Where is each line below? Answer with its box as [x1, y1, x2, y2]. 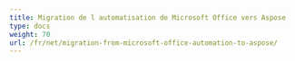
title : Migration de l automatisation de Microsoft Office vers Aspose [9, 13, 286, 22]
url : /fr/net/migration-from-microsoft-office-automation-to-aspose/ [9, 38, 279, 48]
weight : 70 [9, 30, 51, 39]
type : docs [9, 22, 51, 30]
